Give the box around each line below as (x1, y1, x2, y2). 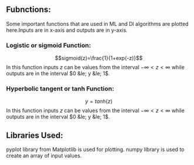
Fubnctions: (6, 5, 51, 15)
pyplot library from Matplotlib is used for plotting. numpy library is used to (6, 146, 185, 153)
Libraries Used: (6, 130, 63, 140)
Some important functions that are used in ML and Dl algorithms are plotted (6, 20, 189, 27)
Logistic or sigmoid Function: (6, 41, 91, 49)
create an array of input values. (6, 152, 82, 159)
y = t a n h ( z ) (85, 98, 113, 105)
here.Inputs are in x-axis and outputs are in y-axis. (6, 26, 128, 33)
